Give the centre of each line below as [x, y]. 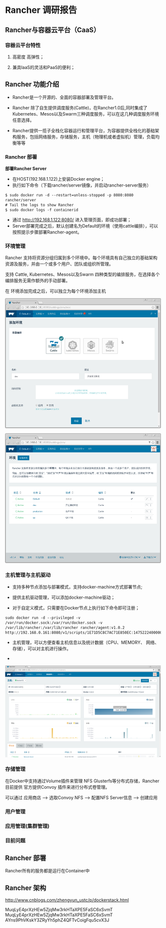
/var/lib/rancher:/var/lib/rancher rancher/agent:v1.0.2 [65, 627]
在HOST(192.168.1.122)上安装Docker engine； [58, 179]
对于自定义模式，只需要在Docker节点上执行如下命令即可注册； [76, 608]
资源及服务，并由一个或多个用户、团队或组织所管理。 [59, 264]
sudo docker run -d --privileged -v [43, 618]
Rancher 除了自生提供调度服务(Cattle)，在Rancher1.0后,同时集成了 [80, 108]
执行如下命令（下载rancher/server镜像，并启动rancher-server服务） [82, 185]
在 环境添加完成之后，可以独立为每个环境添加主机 [56, 291]
